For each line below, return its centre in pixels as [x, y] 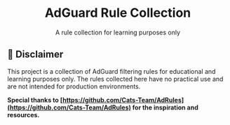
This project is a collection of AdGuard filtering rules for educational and [111, 71]
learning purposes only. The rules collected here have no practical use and [115, 79]
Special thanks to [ [35, 100]
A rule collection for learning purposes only [118, 32]
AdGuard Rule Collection [118, 13]
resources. [23, 114]
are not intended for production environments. [74, 86]
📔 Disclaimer [35, 54]
